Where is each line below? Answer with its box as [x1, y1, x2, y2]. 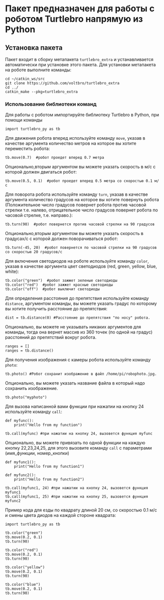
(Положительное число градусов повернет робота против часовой [5, 202, 146, 208]
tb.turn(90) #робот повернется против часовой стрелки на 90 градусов [5, 222, 155, 227]
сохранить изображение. [5, 386, 58, 391]
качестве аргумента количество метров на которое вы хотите [5, 141, 137, 147]
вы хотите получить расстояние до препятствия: [5, 306, 108, 312]
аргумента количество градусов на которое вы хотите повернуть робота [5, 197, 160, 203]
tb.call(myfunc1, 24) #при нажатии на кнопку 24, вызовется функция [5, 485, 148, 491]
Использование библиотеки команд [5, 100, 97, 107]
